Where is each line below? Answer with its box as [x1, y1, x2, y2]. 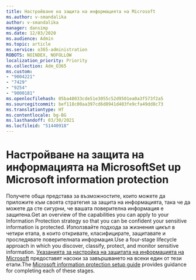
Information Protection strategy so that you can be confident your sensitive [6, 217, 187, 224]
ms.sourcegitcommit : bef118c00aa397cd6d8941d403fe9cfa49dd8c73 [6, 101, 164, 107]
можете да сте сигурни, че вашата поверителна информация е [6, 204, 164, 211]
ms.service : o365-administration [6, 47, 88, 53]
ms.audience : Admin [6, 36, 54, 42]
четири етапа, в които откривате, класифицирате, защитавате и [6, 230, 166, 237]
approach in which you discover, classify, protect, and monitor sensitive [6, 242, 179, 249]
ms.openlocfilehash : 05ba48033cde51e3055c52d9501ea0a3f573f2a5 [6, 95, 164, 101]
